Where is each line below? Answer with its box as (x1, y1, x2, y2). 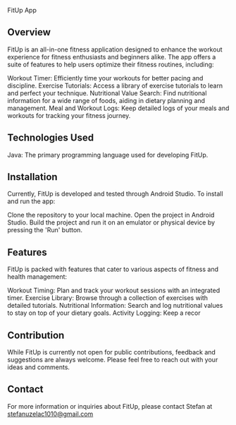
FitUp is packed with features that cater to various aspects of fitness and (7, 265, 219, 274)
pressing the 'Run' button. (7, 226, 83, 234)
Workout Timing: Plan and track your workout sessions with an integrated (7, 286, 221, 295)
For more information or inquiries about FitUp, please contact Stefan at (7, 402, 213, 410)
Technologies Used (7, 132, 94, 144)
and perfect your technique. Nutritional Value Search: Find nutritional (7, 88, 207, 97)
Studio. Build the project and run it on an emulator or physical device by (7, 218, 216, 227)
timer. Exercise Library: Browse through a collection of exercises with (7, 294, 209, 302)
